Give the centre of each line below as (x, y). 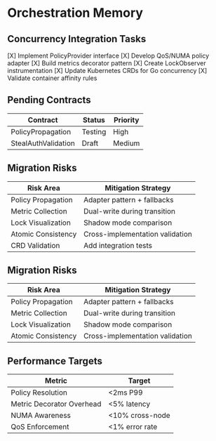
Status (94, 119)
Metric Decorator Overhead (56, 404)
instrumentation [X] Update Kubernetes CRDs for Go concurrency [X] (107, 71)
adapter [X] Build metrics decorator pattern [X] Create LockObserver (107, 63)
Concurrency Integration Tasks (77, 39)
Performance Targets (55, 361)
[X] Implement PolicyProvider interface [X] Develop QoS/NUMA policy (108, 55)
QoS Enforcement (40, 427)
